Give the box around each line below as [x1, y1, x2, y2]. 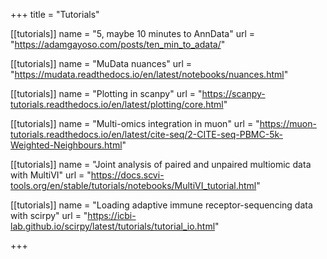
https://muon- [259, 118, 317, 129]
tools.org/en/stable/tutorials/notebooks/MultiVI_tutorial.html [10, 180, 257, 191]
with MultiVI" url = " [10, 169, 92, 181]
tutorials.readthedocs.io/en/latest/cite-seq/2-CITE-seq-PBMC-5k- [10, 129, 283, 140]
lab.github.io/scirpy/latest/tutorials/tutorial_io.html [10, 220, 216, 232]
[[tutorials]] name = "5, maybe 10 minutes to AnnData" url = [10, 28, 256, 39]
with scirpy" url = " [10, 210, 88, 221]
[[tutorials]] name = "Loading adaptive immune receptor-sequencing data [10, 199, 313, 211]
